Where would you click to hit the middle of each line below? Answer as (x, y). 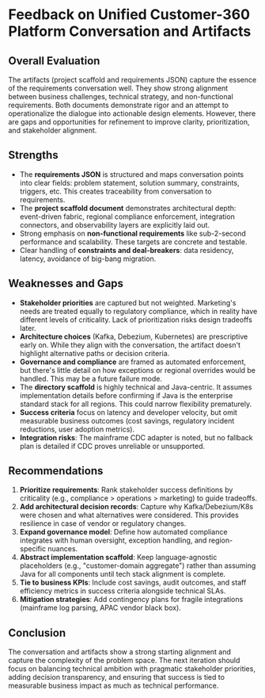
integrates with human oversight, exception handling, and (113, 540)
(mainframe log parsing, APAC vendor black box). (100, 608)
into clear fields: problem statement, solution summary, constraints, (129, 182)
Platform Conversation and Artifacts (130, 31)
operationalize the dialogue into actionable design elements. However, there (132, 113)
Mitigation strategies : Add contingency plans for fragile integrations (131, 600)
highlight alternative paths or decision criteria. (95, 353)
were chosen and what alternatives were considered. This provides (129, 515)
